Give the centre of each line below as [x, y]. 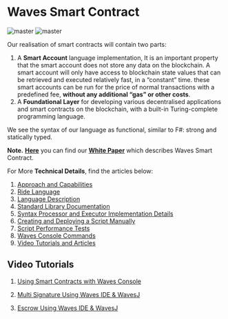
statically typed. [30, 137]
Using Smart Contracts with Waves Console [79, 281]
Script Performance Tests [53, 228]
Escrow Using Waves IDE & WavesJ [68, 308]
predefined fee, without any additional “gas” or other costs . [104, 94]
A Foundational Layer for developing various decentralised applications [119, 101]
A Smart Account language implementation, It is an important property [117, 58]
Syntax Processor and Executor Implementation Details [95, 214]
